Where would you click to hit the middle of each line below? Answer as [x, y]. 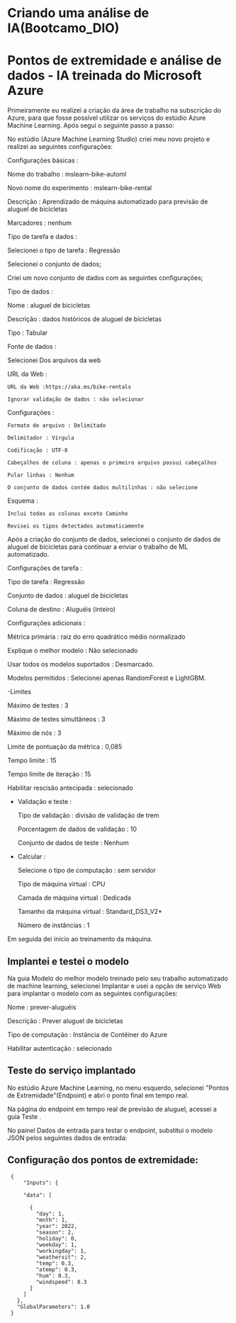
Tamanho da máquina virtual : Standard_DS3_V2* [90, 912]
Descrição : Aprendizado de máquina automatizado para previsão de [108, 202]
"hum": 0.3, [54, 1275]
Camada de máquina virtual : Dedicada [74, 898]
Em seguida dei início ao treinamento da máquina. [80, 939]
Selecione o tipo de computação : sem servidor [87, 871]
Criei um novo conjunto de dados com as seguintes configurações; [105, 278]
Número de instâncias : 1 [54, 925]
